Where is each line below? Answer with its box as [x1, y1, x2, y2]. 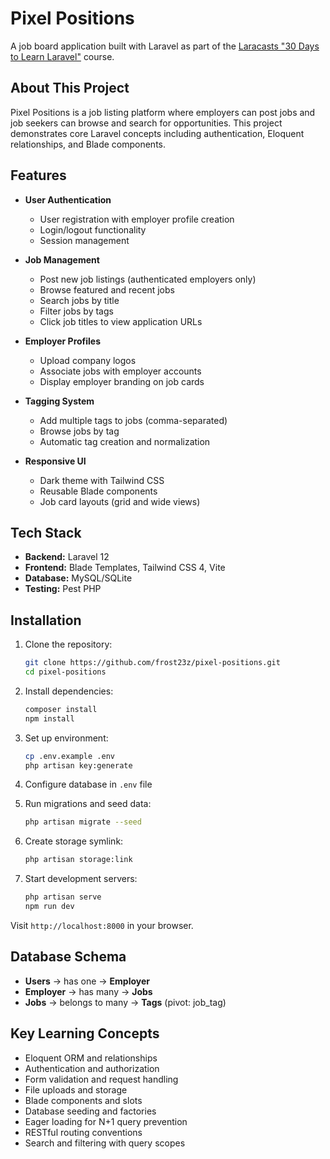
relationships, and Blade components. [10, 138, 167, 150]
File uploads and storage [24, 1083, 128, 1096]
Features [10, 167, 67, 184]
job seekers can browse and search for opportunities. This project [10, 117, 283, 129]
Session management [39, 234, 130, 246]
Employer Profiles [24, 335, 102, 347]
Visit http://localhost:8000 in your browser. [10, 919, 194, 931]
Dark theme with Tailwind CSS [39, 474, 165, 486]
